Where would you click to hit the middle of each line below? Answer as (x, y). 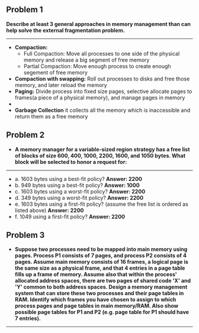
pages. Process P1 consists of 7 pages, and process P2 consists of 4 (100, 256)
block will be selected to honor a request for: (71, 161)
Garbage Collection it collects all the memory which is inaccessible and (102, 110)
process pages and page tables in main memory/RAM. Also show (97, 306)
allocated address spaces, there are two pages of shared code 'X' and (103, 281)
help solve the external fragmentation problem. (66, 30)
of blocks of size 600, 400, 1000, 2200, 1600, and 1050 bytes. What (100, 156)
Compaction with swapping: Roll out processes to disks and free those (102, 79)
